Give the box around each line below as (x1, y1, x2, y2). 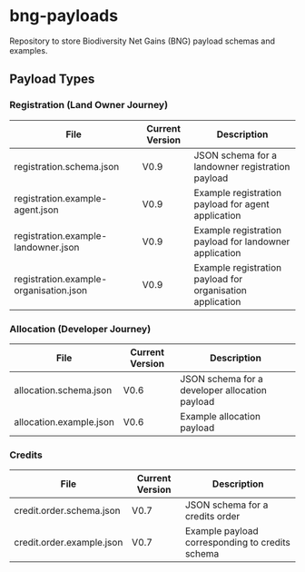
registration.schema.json (14, 160, 120, 173)
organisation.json (14, 283, 88, 296)
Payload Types (9, 72, 95, 87)
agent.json (14, 203, 59, 216)
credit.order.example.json (14, 537, 123, 549)
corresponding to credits (184, 537, 290, 549)
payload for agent (193, 197, 270, 210)
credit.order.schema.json (14, 505, 121, 518)
